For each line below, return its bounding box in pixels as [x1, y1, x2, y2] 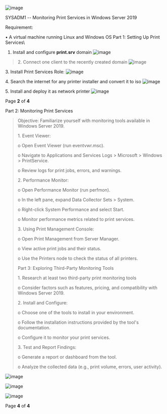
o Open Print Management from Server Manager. [17, 236, 120, 242]
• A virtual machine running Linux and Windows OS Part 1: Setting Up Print [5, 34, 160, 40]
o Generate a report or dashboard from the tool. [17, 354, 117, 360]
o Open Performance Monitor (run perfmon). [17, 187, 110, 193]
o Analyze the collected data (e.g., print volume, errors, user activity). [17, 364, 162, 370]
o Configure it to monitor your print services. [17, 334, 110, 340]
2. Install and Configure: [17, 300, 68, 306]
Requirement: [5, 24, 33, 30]
